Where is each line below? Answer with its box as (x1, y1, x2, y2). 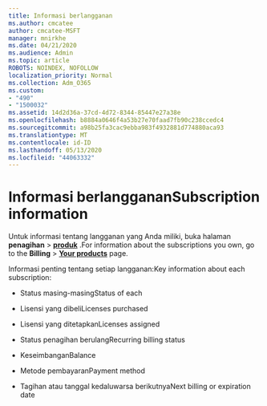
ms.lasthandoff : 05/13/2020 (8, 146, 103, 154)
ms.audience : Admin (8, 49, 74, 57)
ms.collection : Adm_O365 (8, 79, 91, 87)
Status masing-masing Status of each (19, 288, 143, 298)
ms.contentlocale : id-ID (8, 138, 91, 147)
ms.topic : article (8, 57, 70, 65)
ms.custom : (8, 86, 45, 95)
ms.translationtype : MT (8, 131, 88, 139)
